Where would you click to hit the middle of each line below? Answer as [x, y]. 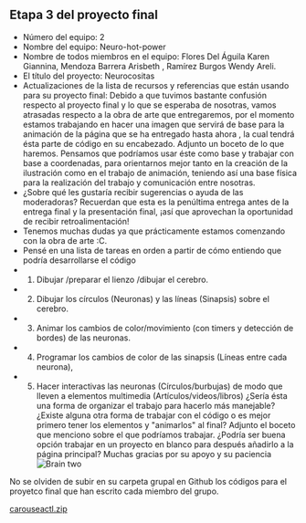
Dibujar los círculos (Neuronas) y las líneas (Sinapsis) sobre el [153, 298]
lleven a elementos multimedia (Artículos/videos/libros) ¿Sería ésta [162, 395]
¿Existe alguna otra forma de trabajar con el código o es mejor [153, 415]
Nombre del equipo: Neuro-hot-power [94, 47]
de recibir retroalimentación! [76, 221]
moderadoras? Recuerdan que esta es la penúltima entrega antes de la [156, 202]
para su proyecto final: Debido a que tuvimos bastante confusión [145, 95]
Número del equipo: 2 [63, 37]
